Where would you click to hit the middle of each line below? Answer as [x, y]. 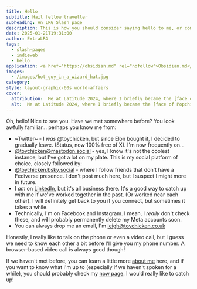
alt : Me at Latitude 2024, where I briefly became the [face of [93, 104]
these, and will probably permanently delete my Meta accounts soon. [98, 219]
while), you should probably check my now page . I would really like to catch [98, 273]
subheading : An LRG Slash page [44, 22]
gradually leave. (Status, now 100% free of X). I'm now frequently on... [99, 145]
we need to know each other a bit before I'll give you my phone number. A [95, 243]
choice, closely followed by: [48, 163]
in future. [26, 182]
